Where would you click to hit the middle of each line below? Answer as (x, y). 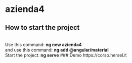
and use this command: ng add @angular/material (57, 50)
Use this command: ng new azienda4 (44, 45)
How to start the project (43, 28)
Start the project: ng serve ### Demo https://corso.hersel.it (66, 55)
